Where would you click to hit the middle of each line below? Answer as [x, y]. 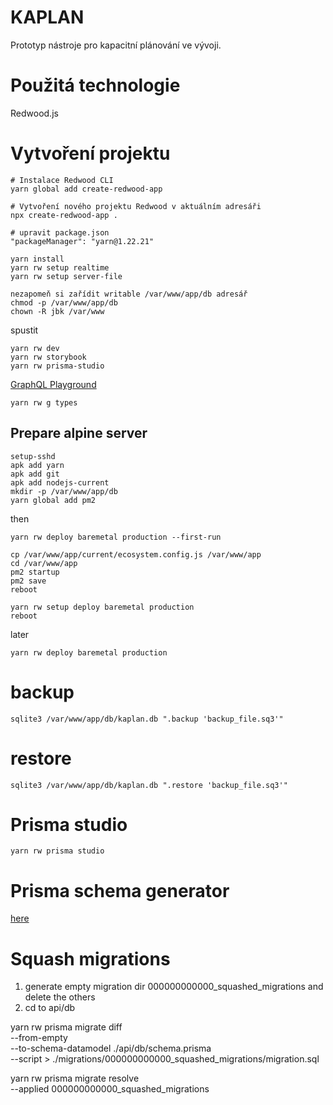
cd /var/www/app [44, 563]
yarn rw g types [44, 402]
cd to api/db [50, 1008]
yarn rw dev [35, 348]
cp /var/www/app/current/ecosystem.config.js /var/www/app [136, 554]
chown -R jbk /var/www [57, 311]
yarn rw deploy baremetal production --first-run [116, 537]
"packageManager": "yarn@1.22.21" [82, 241]
